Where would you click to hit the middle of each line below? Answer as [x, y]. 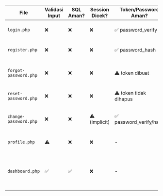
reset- [15, 93]
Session [99, 9]
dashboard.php [24, 171]
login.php [19, 30]
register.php [23, 50]
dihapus [123, 99]
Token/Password [139, 9]
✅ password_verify [136, 30]
